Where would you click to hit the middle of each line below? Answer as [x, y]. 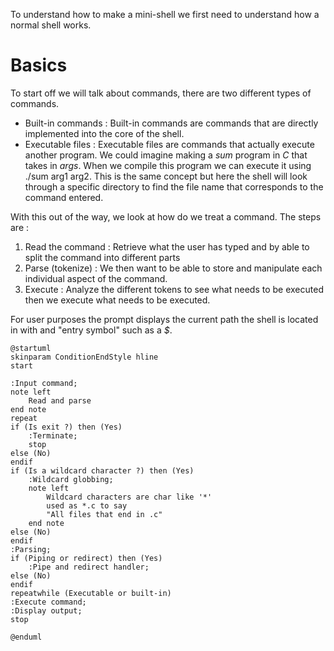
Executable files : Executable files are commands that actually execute [169, 144]
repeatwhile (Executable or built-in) [91, 593]
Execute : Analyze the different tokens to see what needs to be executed [174, 289]
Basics [39, 65]
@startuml [31, 348]
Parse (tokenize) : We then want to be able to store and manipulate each [173, 268]
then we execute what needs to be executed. [117, 300]
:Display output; [46, 610]
